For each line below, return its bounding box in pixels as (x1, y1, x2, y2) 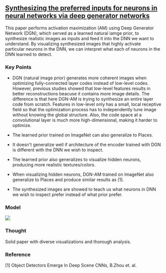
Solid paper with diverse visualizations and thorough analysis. (5, 238, 131, 245)
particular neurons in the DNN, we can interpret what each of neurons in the (5, 46, 161, 52)
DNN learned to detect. (5, 51, 53, 57)
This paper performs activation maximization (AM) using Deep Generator (5, 25, 154, 31)
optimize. (12, 123, 32, 129)
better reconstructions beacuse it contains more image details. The (12, 91, 150, 97)
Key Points (5, 64, 32, 70)
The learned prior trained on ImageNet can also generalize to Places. (12, 132, 154, 138)
